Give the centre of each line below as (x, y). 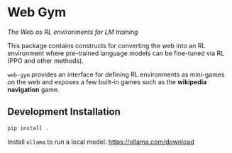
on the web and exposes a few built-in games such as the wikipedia (107, 81)
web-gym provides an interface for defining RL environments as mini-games (116, 74)
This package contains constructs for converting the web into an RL (106, 45)
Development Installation (64, 112)
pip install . (28, 128)
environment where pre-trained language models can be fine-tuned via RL (116, 53)
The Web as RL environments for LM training (73, 32)
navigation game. (33, 89)
